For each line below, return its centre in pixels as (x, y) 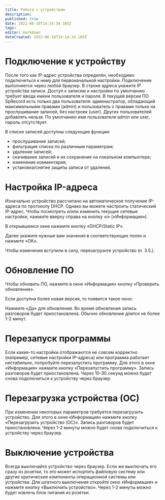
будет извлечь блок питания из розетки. (48, 492)
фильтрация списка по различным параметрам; (63, 146)
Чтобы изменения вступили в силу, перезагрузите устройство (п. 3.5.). (80, 250)
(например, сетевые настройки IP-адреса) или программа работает (77, 357)
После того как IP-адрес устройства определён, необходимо (70, 75)
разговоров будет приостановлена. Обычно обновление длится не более (82, 313)
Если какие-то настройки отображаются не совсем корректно (71, 352)
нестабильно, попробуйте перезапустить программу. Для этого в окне (80, 363)
